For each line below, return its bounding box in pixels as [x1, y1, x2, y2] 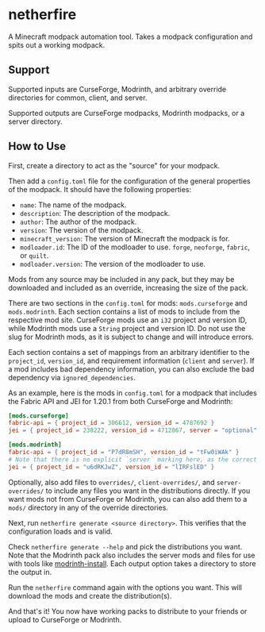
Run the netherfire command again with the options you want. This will [8, 582, 243, 592]
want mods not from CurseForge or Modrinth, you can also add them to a [8, 494, 248, 503]
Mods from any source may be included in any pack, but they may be [8, 274, 235, 283]
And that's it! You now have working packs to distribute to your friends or [8, 606, 248, 616]
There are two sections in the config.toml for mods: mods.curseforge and [8, 298, 248, 307]
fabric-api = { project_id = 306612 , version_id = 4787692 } [8, 419, 215, 427]
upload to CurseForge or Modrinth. [8, 615, 122, 624]
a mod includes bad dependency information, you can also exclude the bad [8, 364, 255, 374]
